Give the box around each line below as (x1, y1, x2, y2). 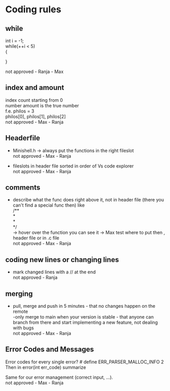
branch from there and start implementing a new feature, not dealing (12, 320, 158, 326)
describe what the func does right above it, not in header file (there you (12, 197, 164, 203)
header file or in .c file (12, 235, 60, 241)
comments (5, 183, 41, 192)
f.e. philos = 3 (5, 108, 34, 114)
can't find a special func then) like (12, 202, 85, 209)
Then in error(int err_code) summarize (5, 364, 86, 370)
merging (5, 289, 33, 298)
